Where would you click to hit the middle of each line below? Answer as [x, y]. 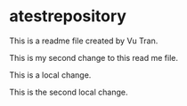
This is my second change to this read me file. [94, 57]
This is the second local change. [69, 92]
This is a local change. [50, 75]
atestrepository [68, 16]
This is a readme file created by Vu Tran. [84, 41]
